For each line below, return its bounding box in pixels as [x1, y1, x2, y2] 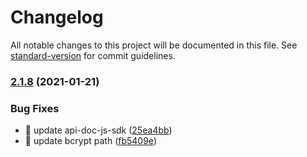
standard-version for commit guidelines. [10, 49, 176, 61]
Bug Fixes [10, 101, 60, 115]
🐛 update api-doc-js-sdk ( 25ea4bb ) [24, 124, 173, 136]
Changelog [10, 6, 104, 29]
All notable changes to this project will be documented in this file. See [10, 39, 298, 51]
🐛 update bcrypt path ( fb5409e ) [24, 135, 157, 147]
